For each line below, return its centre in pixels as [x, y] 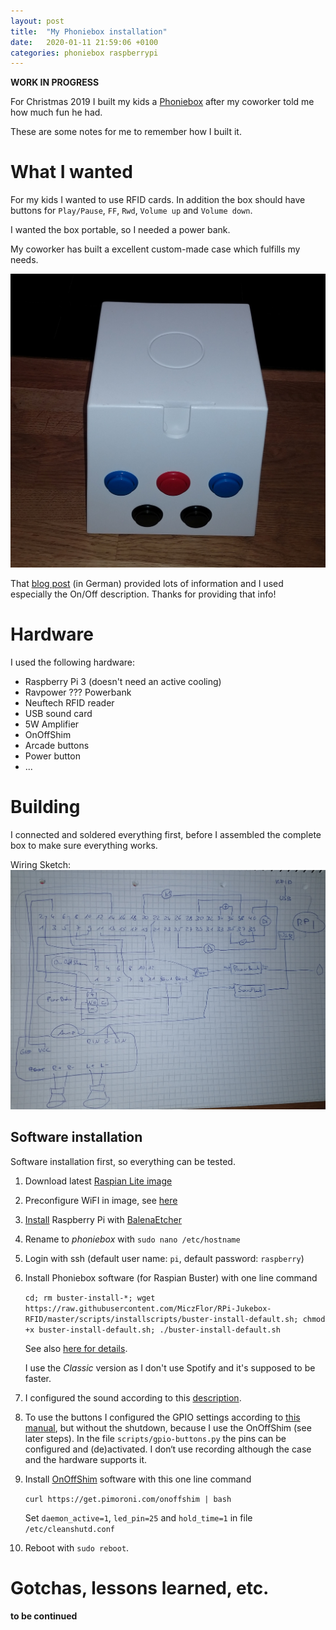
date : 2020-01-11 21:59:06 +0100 [84, 42]
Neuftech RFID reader [69, 703]
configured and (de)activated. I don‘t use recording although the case [168, 1449]
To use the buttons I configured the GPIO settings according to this [162, 1417]
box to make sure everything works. [84, 846]
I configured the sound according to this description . [133, 1397]
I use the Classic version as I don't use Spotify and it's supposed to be [170, 1367]
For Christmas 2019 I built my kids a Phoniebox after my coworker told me [162, 102]
